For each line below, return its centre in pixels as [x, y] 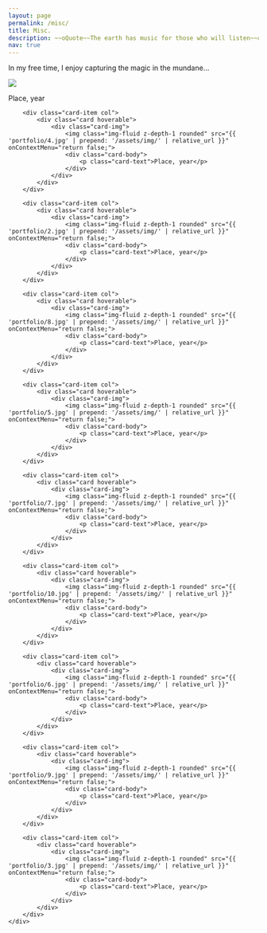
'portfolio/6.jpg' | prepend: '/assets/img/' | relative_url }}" [118, 685]
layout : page [30, 16]
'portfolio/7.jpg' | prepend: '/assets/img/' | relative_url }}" [118, 504]
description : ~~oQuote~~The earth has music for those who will [117, 38]
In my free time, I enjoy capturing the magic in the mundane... [109, 68]
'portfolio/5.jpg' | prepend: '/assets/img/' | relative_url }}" [118, 413]
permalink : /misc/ [39, 23]
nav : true [25, 45]
